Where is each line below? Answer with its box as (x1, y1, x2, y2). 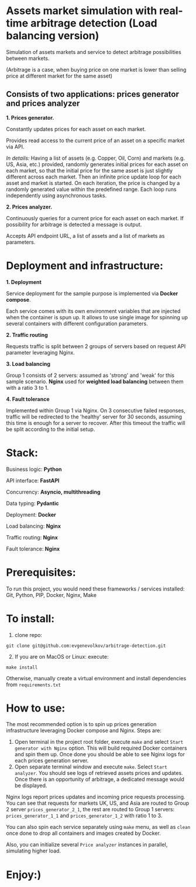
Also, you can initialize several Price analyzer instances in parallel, (6, 841, 168, 848)
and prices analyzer (6, 99, 80, 109)
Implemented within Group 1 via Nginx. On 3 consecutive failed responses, (6, 407, 185, 414)
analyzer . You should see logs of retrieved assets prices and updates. (14, 770, 183, 777)
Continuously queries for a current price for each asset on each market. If (6, 214, 184, 221)
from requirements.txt (6, 681, 61, 688)
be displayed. (14, 782, 47, 789)
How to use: (6, 701, 66, 714)
